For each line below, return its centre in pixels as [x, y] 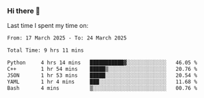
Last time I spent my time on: [48, 26]
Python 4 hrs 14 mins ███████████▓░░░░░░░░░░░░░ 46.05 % [102, 63]
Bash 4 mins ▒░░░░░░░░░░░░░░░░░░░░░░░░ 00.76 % [102, 88]
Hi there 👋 [24, 11]
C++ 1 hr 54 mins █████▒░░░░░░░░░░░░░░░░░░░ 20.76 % [102, 69]
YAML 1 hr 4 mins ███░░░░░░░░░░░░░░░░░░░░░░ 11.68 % [102, 82]
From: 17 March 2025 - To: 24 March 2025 [67, 38]
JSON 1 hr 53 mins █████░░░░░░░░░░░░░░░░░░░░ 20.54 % [102, 75]
